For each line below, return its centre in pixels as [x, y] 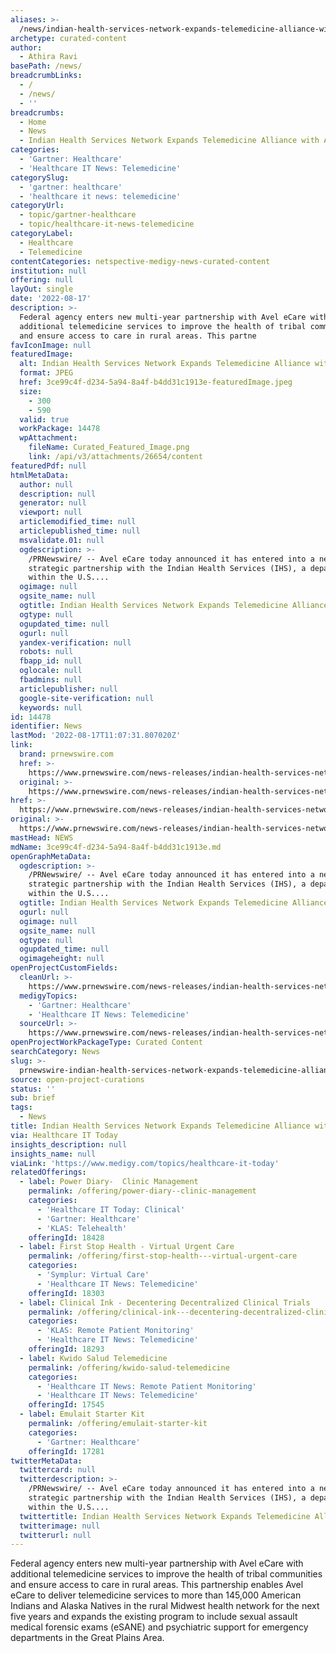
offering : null [42, 280]
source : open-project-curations [77, 1079]
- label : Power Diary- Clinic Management [109, 1182]
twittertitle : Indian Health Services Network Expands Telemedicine [165, 1516]
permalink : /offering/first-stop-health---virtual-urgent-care [163, 1256]
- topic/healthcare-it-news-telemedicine [107, 224]
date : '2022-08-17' [51, 299]
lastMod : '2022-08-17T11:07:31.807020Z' [96, 736]
